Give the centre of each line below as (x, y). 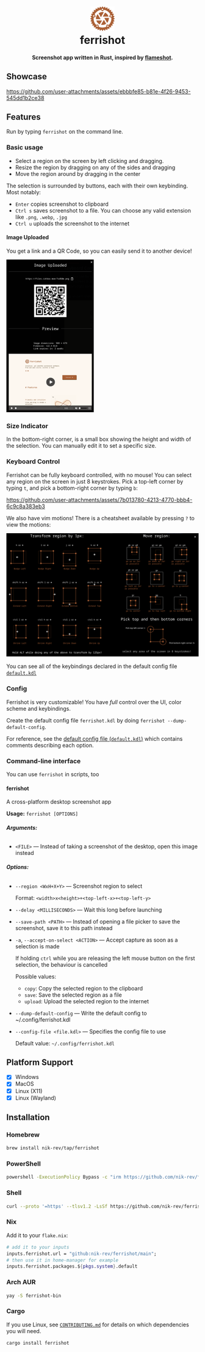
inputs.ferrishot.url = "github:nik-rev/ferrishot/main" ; (81, 1254)
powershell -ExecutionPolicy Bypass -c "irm (64, 1177)
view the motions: (29, 525)
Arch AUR (21, 1282)
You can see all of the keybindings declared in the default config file (92, 666)
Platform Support (40, 1062)
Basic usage (25, 148)
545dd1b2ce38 (25, 98)
